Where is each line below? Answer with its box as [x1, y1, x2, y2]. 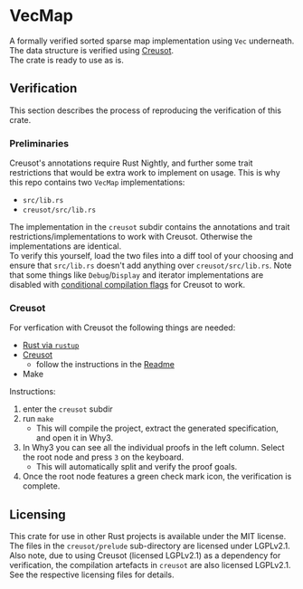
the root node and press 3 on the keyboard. [22, 451, 185, 462]
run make [22, 413, 54, 424]
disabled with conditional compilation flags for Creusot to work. [9, 280, 246, 290]
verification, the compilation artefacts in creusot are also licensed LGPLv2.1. [9, 560, 291, 571]
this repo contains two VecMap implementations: [9, 177, 185, 188]
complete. [22, 480, 61, 491]
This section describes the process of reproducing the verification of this [9, 105, 282, 116]
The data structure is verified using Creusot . [9, 44, 175, 55]
